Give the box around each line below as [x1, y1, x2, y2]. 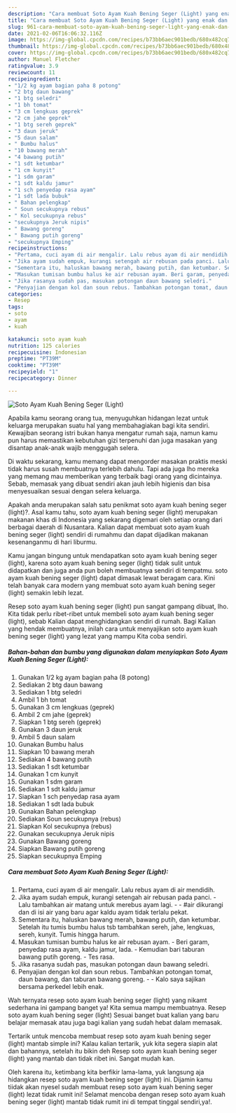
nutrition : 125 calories [8, 342, 81, 349]
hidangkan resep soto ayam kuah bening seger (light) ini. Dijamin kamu [8, 1075, 213, 1084]
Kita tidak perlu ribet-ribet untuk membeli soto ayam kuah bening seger [8, 609, 214, 617]
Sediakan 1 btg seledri [18, 688, 83, 696]
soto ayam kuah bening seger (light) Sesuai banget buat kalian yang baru [8, 1011, 219, 1019]
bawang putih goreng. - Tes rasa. [18, 952, 115, 961]
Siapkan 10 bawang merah [18, 747, 95, 756]
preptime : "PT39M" [8, 355, 62, 362]
